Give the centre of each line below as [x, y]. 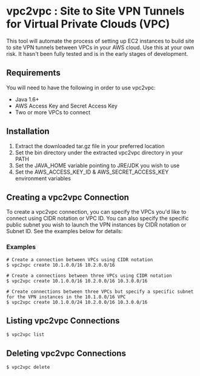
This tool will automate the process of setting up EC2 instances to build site [100, 41]
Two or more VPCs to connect [53, 112]
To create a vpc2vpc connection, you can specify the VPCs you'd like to [96, 212]
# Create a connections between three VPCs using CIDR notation [89, 275]
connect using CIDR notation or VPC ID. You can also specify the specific [98, 218]
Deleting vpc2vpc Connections [66, 353]
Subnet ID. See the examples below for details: [65, 231]
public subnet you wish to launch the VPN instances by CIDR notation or [96, 225]
